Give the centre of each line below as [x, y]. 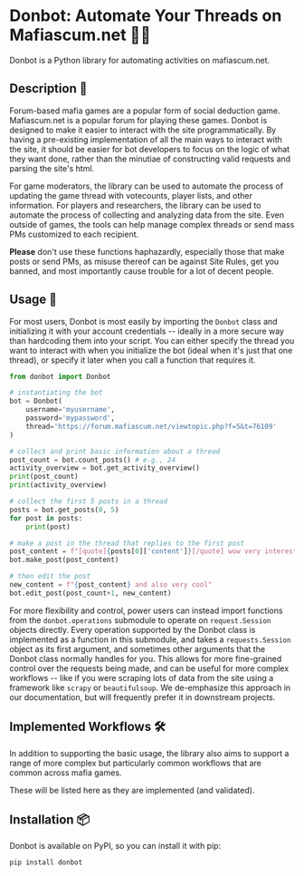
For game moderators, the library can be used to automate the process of [146, 186]
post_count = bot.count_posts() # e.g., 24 [93, 460]
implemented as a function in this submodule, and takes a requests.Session [150, 639]
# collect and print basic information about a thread [115, 451]
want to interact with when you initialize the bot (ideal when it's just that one [151, 350]
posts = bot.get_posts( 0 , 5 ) [64, 510]
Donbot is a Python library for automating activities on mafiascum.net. [139, 60]
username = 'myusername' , [71, 410]
